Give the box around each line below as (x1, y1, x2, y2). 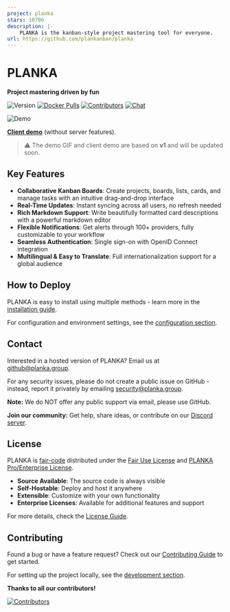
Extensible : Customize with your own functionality (16, 492, 160, 500)
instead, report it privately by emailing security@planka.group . (7, 384, 184, 392)
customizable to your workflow (16, 230, 105, 238)
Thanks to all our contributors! (7, 585, 96, 593)
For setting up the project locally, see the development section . (7, 571, 185, 579)
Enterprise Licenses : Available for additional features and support (16, 499, 205, 507)
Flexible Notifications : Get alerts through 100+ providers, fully (16, 223, 194, 231)
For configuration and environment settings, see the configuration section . (7, 318, 218, 326)
